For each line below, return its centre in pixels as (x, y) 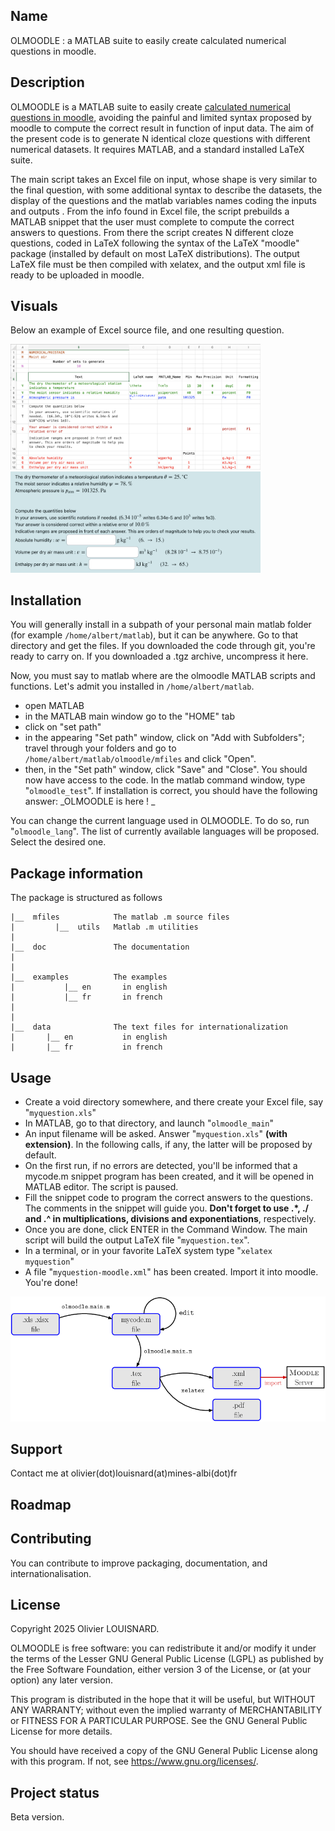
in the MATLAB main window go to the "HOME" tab (130, 716)
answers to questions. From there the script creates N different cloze (152, 232)
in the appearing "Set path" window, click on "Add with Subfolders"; (164, 738)
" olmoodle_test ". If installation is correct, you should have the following (171, 791)
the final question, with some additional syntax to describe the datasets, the (166, 190)
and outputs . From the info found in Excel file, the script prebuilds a (150, 211)
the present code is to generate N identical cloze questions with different (160, 138)
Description (47, 82)
